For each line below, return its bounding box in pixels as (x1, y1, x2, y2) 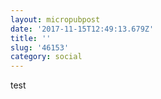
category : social (10, 52, 83, 62)
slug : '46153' (10, 42, 70, 53)
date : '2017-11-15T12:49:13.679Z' (10, 24, 155, 34)
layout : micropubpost (10, 14, 101, 25)
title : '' (10, 33, 52, 43)
